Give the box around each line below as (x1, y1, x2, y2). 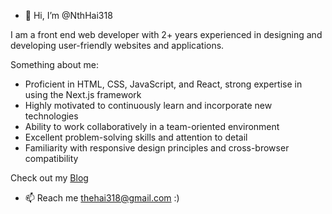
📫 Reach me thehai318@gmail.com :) (24, 192, 180, 204)
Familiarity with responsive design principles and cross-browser (24, 142, 290, 154)
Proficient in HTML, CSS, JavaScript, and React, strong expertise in (24, 78, 303, 90)
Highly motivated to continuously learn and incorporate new (24, 100, 273, 111)
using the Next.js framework (24, 89, 142, 100)
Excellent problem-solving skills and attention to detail (24, 131, 248, 143)
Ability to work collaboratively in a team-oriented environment (24, 121, 280, 132)
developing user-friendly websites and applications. (10, 40, 225, 51)
